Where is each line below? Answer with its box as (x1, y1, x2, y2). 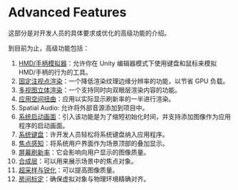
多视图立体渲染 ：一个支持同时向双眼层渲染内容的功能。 (18, 85, 181, 94)
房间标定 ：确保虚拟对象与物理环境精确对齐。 (18, 174, 150, 183)
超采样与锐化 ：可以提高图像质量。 (18, 165, 119, 174)
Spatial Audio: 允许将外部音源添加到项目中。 (18, 103, 149, 112)
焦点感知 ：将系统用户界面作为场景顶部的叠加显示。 (18, 139, 169, 147)
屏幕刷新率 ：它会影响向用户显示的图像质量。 (18, 147, 150, 157)
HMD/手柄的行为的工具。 (18, 68, 92, 76)
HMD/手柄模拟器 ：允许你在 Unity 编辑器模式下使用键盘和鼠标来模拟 (18, 58, 217, 68)
